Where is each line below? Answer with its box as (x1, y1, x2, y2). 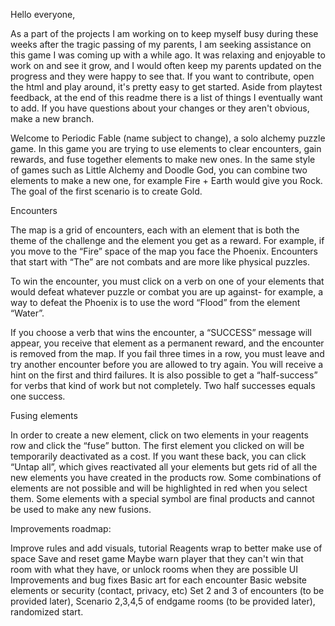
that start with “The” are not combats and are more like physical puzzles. (10, 256, 310, 268)
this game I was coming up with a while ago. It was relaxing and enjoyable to (10, 49, 326, 61)
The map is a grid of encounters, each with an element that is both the (10, 224, 300, 236)
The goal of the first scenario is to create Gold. (10, 185, 203, 197)
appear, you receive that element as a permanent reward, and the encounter (10, 337, 325, 349)
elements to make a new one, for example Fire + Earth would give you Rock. (10, 175, 323, 186)
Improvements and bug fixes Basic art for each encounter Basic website (10, 574, 307, 586)
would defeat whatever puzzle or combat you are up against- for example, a (10, 286, 323, 298)
